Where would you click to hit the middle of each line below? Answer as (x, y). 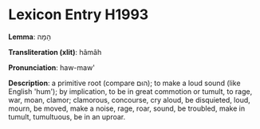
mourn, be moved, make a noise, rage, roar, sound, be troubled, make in (127, 108)
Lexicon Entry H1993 (79, 15)
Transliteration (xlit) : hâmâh (55, 52)
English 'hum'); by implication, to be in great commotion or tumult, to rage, (130, 91)
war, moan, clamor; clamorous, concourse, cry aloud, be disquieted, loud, (130, 100)
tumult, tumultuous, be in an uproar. (67, 116)
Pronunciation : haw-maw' (52, 67)
